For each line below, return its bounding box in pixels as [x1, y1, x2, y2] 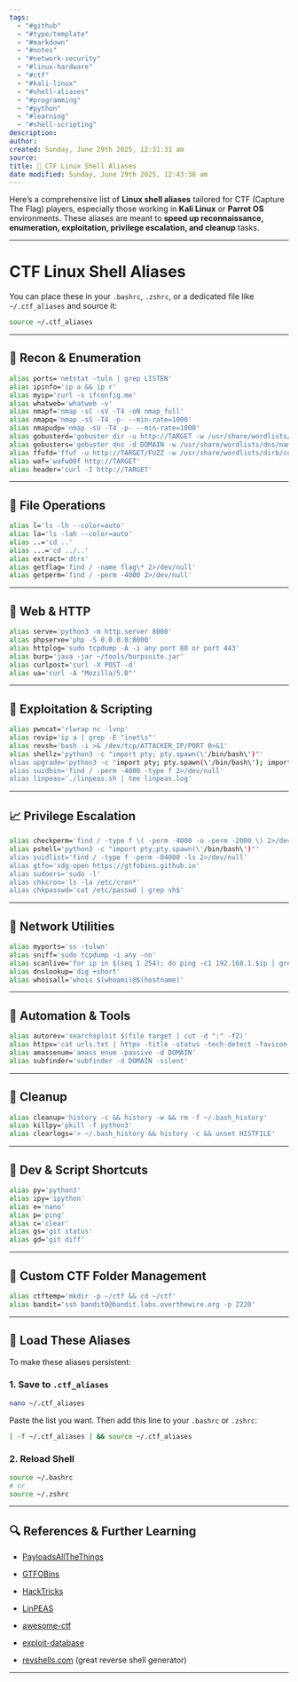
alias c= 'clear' [9, 1219, 69, 1228]
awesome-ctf [21, 1621, 72, 1631]
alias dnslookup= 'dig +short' [9, 967, 122, 976]
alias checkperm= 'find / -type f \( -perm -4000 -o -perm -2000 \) [9, 836, 264, 846]
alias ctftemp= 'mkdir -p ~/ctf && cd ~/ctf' [9, 1291, 176, 1300]
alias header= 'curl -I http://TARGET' [9, 465, 153, 474]
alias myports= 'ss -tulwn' [9, 943, 109, 952]
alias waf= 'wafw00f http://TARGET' [9, 456, 141, 466]
